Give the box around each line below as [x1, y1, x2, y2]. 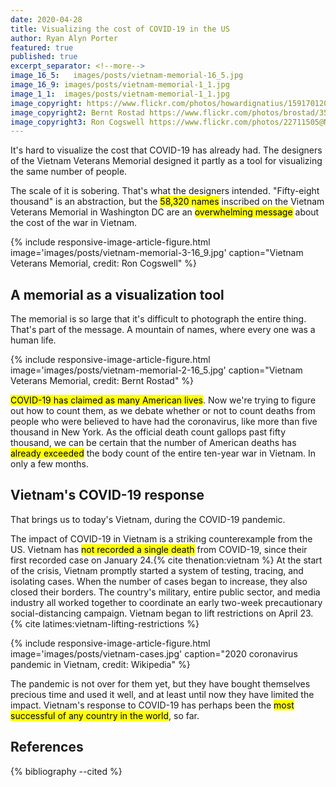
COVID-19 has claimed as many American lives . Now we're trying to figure [10, 394, 317, 406]
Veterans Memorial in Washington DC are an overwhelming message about [10, 206, 320, 218]
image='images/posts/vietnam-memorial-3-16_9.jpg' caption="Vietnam [10, 247, 304, 259]
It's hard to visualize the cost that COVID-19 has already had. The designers [10, 144, 323, 156]
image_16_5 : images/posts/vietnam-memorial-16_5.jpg [10, 71, 244, 81]
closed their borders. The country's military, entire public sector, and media [10, 586, 321, 598]
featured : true [10, 42, 74, 53]
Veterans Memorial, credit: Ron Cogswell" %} [10, 257, 197, 270]
